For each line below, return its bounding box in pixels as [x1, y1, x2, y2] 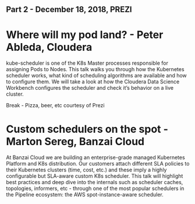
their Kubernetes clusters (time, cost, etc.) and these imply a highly [6, 166, 167, 174]
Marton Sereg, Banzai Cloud [6, 135, 145, 148]
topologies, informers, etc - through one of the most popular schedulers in [6, 185, 185, 192]
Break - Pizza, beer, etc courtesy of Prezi [6, 102, 105, 109]
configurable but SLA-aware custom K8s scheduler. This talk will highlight [6, 173, 183, 180]
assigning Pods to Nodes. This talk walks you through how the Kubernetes [6, 66, 185, 73]
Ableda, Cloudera [6, 40, 93, 54]
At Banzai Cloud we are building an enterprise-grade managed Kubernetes [6, 154, 185, 161]
